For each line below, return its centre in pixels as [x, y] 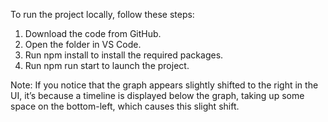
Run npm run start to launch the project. [107, 65]
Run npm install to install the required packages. [124, 55]
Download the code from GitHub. [93, 33]
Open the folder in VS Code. [83, 44]
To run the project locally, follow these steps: [102, 14]
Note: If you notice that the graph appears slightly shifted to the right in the [164, 85]
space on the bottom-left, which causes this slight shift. [125, 106]
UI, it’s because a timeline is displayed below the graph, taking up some [157, 95]
